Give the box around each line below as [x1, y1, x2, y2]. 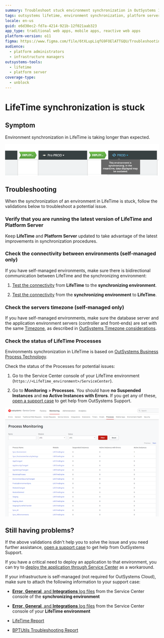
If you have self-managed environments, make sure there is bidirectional [5, 267, 151, 273]
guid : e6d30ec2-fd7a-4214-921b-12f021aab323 [5, 23, 97, 28]
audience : [5, 44, 25, 49]
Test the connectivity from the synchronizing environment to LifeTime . [12, 292, 157, 297]
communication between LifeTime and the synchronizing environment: [5, 273, 147, 278]
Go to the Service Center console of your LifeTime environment [12, 373, 140, 379]
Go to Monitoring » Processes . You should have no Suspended [12, 387, 141, 393]
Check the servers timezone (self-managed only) [5, 304, 124, 311]
